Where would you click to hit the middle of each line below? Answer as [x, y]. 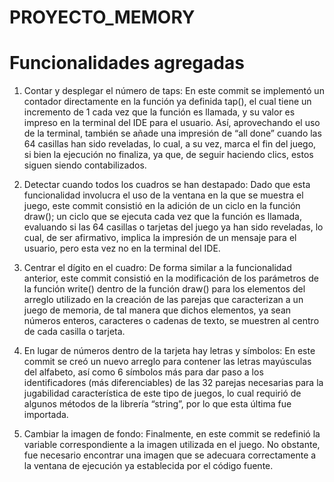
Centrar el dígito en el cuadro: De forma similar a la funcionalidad [157, 268]
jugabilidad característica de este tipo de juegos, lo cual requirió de [162, 393]
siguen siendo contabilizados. [85, 165]
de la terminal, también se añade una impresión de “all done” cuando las [172, 133]
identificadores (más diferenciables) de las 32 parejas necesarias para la [173, 383]
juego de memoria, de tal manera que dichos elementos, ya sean [157, 310]
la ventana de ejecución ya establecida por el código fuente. [148, 466]
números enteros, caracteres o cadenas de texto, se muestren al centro [171, 321]
